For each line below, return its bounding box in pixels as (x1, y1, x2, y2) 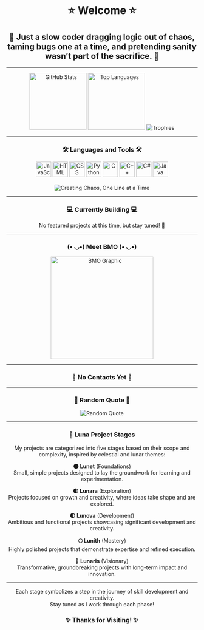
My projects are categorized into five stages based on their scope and (14, 444, 190, 452)
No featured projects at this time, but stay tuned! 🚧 (39, 222, 165, 229)
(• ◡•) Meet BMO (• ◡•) (67, 242, 137, 251)
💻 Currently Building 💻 (66, 206, 138, 214)
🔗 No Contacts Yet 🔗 (72, 373, 132, 381)
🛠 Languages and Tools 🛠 (62, 145, 142, 154)
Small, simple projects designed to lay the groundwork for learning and (13, 469, 191, 476)
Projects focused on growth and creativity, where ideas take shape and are (8, 493, 196, 501)
